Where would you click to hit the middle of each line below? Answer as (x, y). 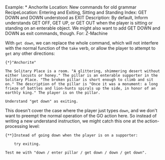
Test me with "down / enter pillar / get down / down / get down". (76, 153)
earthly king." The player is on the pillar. (53, 93)
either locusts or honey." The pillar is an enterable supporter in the (82, 76)
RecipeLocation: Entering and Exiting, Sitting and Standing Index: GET (76, 12)
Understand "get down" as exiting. (42, 101)
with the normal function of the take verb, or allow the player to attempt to (80, 48)
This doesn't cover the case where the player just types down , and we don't (81, 110)
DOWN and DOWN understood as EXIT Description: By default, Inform (77, 18)
